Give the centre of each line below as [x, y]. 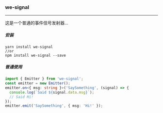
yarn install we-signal [29, 47]
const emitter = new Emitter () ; [38, 83]
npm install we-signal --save [36, 56]
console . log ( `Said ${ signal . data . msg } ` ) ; [52, 92]
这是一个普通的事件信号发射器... [37, 23]
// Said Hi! [22, 97]
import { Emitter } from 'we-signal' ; [44, 79]
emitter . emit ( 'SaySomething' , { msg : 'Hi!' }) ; [54, 106]
